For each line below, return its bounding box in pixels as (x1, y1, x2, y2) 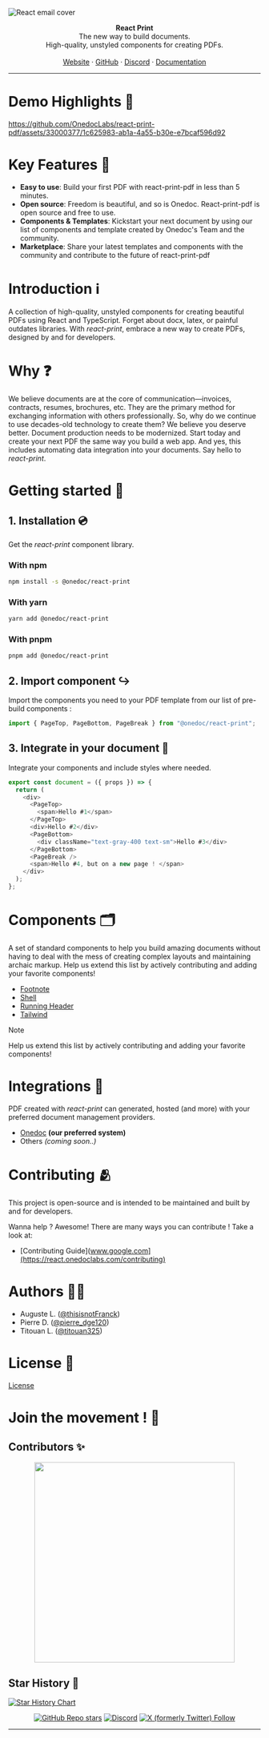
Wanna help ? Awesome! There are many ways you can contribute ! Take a (8, 1221, 254, 1231)
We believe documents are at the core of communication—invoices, (8, 393, 232, 404)
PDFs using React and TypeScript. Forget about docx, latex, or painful (8, 315, 239, 324)
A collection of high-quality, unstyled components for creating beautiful (8, 307, 244, 316)
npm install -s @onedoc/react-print (8, 577, 130, 586)
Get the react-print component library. (8, 539, 134, 549)
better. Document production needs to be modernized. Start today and (8, 428, 241, 437)
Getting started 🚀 (8, 481, 124, 500)
